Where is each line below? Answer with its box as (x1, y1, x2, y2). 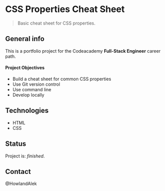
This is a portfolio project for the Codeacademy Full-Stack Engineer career (5, 48, 161, 54)
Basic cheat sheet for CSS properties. (17, 20, 96, 26)
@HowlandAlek (5, 180, 37, 186)
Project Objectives (5, 65, 45, 71)
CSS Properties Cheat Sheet (5, 4, 125, 15)
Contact (5, 167, 31, 176)
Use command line (12, 86, 52, 92)
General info (5, 35, 45, 43)
